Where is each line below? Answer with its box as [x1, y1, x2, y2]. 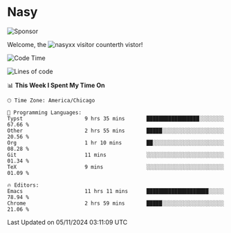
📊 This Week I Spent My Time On [7, 81, 105, 89]
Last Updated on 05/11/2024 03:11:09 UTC [7, 218, 128, 226]
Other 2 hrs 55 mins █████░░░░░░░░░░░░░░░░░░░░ [7, 127, 225, 134]
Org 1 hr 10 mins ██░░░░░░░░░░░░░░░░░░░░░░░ [7, 139, 225, 146]
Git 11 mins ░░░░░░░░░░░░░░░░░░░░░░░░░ [7, 151, 225, 158]
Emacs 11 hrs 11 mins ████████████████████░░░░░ [7, 187, 225, 194]
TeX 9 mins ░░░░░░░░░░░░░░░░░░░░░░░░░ [7, 163, 225, 170]
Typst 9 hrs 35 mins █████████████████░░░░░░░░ [7, 115, 225, 122]
